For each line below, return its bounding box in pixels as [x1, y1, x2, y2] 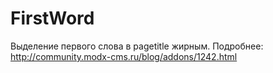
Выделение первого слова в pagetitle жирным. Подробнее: [10, 40, 264, 52]
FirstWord [10, 7, 95, 30]
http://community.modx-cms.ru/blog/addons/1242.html [10, 50, 238, 62]
